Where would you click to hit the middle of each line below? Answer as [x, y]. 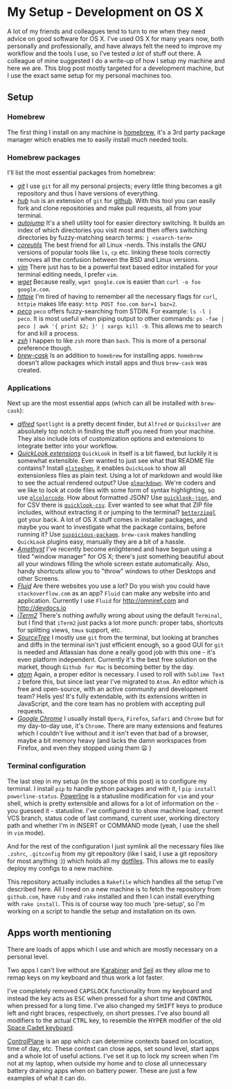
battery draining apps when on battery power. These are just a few [102, 1071]
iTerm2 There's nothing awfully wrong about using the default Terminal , [119, 616]
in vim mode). [26, 833]
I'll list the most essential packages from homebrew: [81, 172]
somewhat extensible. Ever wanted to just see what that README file [116, 461]
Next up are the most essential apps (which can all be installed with [103, 403]
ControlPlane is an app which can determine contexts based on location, [111, 1041]
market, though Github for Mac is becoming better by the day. [106, 667]
